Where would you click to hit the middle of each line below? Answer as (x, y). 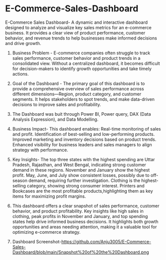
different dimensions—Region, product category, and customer (77, 94)
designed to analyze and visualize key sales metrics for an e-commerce (79, 27)
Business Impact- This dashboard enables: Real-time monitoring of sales (86, 129)
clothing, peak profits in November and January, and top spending (80, 216)
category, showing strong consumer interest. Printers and (86, 185)
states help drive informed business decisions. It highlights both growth (85, 221)
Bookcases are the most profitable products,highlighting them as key (83, 191)
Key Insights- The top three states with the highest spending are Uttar (83, 159)
